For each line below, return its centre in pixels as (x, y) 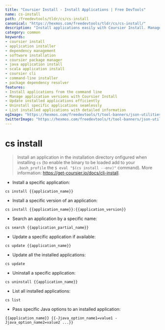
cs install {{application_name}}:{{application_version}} (66, 209)
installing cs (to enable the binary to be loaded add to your (76, 162)
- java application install (34, 64)
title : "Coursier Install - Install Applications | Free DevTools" (76, 10)
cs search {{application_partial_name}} (47, 227)
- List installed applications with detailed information (66, 110)
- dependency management (30, 51)
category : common (23, 32)
